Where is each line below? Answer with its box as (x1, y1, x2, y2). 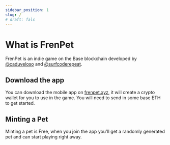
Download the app (5, 76, 65, 84)
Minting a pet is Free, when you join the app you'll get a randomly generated (5, 128, 165, 134)
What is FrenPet (5, 39, 74, 50)
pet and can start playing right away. (5, 133, 82, 140)
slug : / (5, 12, 22, 17)
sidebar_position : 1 (5, 7, 49, 13)
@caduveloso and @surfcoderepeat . (5, 61, 82, 67)
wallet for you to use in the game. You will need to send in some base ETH (5, 95, 161, 101)
